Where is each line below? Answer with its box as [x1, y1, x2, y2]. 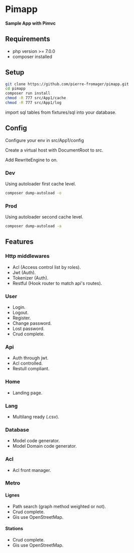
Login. [12, 304, 26, 310]
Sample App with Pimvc [5, 20, 56, 26]
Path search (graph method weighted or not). [12, 503, 106, 509]
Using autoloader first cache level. [5, 181, 76, 187]
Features [5, 238, 34, 246]
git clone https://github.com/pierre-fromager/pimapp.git [5, 82, 129, 87]
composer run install [5, 91, 51, 96]
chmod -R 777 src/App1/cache [5, 96, 66, 101]
